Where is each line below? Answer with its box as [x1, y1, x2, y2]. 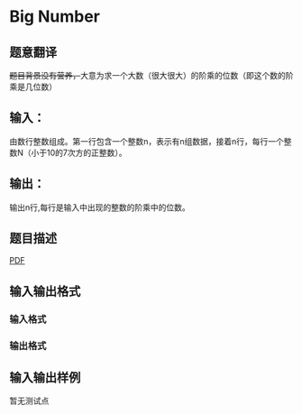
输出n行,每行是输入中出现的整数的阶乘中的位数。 [9, 201, 191, 213]
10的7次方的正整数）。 [46, 147, 127, 158]
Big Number [9, 6, 101, 27]
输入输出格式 [9, 283, 81, 299]
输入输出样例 [9, 370, 81, 385]
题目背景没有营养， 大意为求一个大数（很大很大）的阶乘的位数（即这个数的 [9, 70, 286, 80]
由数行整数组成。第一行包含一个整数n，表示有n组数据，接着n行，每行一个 [9, 135, 284, 146]
